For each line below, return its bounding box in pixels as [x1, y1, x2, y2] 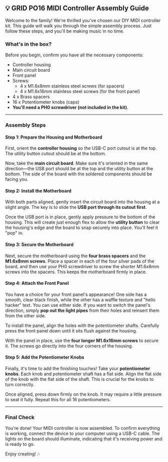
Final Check [5, 414, 35, 421]
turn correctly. [5, 382, 34, 388]
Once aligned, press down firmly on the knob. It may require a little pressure [5, 391, 162, 397]
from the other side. [5, 312, 46, 318]
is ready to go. [5, 441, 35, 447]
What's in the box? [5, 40, 52, 47]
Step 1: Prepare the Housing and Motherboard [5, 134, 102, 140]
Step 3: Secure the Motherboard [5, 242, 74, 248]
